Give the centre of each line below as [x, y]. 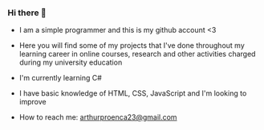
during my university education [71, 62]
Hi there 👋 [27, 13]
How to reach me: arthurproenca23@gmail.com [98, 117]
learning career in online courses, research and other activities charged [137, 54]
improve [32, 102]
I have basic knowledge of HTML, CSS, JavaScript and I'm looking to [133, 93]
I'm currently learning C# [60, 78]
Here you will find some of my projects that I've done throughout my [132, 45]
